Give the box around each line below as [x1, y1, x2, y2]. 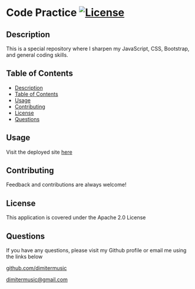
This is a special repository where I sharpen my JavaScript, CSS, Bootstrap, [6, 45, 190, 52]
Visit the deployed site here [6, 148, 72, 155]
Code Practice [6, 6, 77, 20]
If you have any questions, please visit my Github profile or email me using [6, 247, 187, 254]
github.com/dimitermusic [6, 265, 67, 272]
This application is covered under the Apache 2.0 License [6, 214, 146, 221]
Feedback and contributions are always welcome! [6, 181, 127, 189]
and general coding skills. [6, 51, 69, 59]
